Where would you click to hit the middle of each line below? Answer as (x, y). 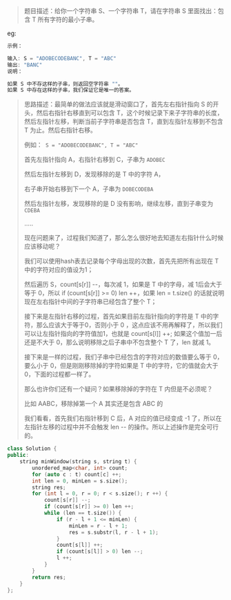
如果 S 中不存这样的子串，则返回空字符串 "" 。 (65, 84)
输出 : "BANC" (25, 65)
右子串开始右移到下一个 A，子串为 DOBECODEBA (89, 189)
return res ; (49, 577)
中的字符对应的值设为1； (59, 270)
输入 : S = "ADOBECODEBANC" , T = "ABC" (62, 58)
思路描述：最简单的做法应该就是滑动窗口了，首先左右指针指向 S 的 (118, 104)
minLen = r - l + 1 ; (98, 526)
